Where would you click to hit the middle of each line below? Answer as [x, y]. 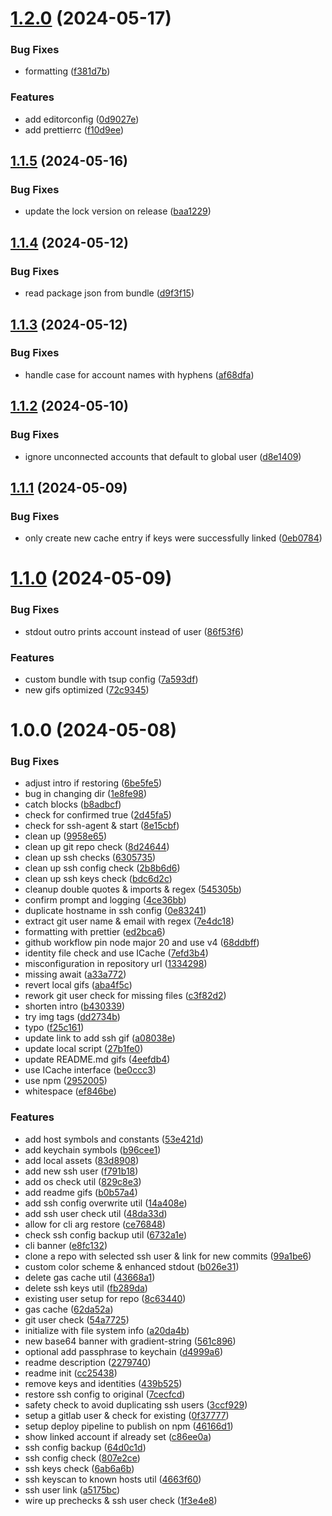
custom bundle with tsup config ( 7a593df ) [111, 679]
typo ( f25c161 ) [54, 1028]
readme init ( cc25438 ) [71, 1373]
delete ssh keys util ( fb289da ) [86, 1288]
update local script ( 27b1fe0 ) [84, 1049]
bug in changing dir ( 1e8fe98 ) [86, 794]
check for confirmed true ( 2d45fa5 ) [98, 815]
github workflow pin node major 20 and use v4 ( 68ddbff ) [142, 943]
